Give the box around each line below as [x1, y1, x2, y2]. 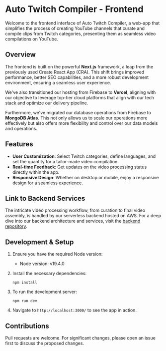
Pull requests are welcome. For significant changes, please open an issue [5, 335, 156, 341]
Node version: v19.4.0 [19, 261, 65, 267]
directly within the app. [12, 169, 60, 175]
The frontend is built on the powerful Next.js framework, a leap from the [5, 63, 154, 69]
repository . [5, 223, 27, 229]
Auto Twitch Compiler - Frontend [5, 3, 144, 15]
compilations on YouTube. [5, 36, 58, 42]
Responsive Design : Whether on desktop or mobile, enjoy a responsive [12, 174, 159, 180]
